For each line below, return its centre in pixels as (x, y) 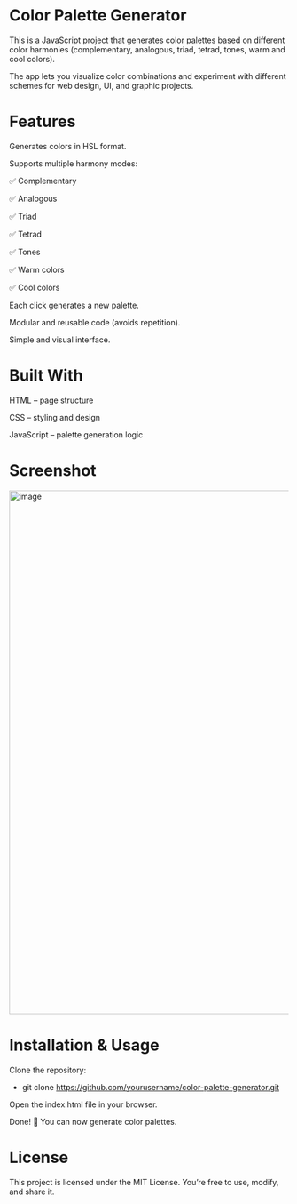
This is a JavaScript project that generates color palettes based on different (147, 40)
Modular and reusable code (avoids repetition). (95, 322)
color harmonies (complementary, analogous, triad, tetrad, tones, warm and (147, 49)
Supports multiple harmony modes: (74, 163)
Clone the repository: (48, 1070)
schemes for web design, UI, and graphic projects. (102, 85)
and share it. (32, 1192)
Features (43, 122)
